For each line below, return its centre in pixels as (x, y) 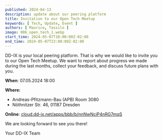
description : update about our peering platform (56, 14)
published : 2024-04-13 (28, 10)
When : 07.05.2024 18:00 (30, 80)
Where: (13, 90)
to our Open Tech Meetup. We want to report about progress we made (76, 60)
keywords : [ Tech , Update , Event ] (41, 23)
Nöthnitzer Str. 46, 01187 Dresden (46, 105)
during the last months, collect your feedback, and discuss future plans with (82, 66)
